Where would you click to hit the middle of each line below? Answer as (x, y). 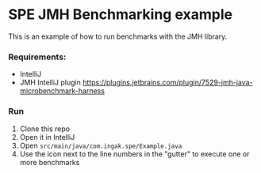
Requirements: (37, 57)
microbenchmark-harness (62, 91)
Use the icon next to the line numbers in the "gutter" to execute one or (134, 154)
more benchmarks (50, 162)
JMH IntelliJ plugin (50, 83)
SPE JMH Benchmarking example (120, 15)
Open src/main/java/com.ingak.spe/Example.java (101, 145)
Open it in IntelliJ (47, 137)
